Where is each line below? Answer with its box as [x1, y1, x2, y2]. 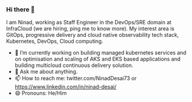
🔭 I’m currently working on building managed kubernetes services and [14, 49, 187, 56]
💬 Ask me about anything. [14, 68, 78, 75]
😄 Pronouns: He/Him [14, 90, 67, 97]
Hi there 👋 [6, 5, 36, 14]
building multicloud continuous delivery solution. [14, 62, 133, 69]
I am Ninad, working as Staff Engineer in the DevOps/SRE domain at [6, 19, 172, 26]
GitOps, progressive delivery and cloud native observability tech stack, [6, 31, 179, 39]
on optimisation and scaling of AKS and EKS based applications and [14, 56, 181, 63]
